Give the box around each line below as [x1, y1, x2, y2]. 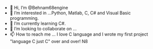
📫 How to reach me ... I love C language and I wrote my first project [9, 31, 148, 37]
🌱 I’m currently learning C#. [9, 20, 66, 26]
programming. [9, 15, 39, 21]
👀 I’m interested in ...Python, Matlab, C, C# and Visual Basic [9, 10, 131, 16]
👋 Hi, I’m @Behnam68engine [9, 5, 68, 10]
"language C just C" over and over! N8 [9, 39, 88, 44]
